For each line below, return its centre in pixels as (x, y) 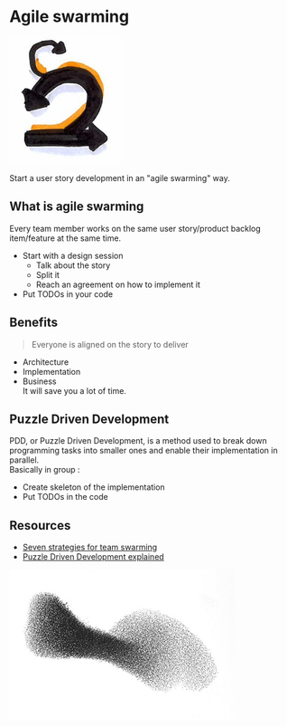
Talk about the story (73, 265)
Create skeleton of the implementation (93, 487)
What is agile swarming (77, 207)
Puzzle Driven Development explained (93, 557)
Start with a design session (73, 255)
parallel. (24, 460)
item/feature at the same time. (65, 238)
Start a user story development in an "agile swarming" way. (120, 177)
